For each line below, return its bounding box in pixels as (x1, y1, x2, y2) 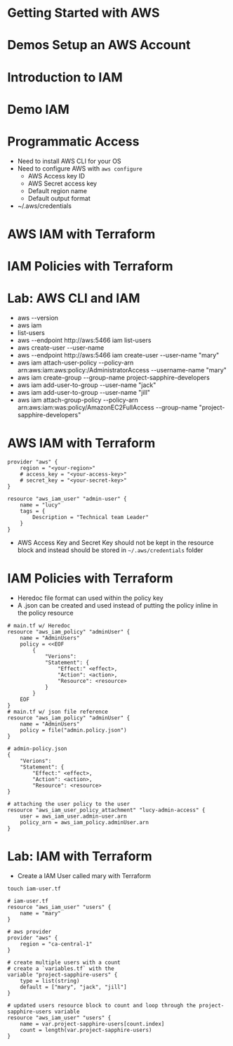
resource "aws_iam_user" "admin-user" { (7, 495, 128, 502)
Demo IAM (7, 101, 70, 117)
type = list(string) (20, 977, 80, 984)
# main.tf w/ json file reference (7, 708, 109, 715)
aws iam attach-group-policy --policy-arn (17, 395, 138, 404)
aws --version (17, 314, 58, 322)
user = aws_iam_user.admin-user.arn (20, 813, 128, 820)
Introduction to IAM (7, 69, 123, 85)
